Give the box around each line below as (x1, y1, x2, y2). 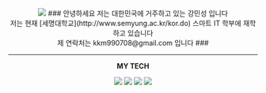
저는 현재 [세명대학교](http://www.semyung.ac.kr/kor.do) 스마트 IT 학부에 (9, 19, 241, 28)
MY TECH (116, 61, 150, 70)
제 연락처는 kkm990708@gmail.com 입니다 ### (57, 39, 209, 47)
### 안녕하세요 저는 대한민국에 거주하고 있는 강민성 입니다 (47, 9, 228, 18)
